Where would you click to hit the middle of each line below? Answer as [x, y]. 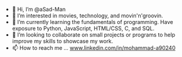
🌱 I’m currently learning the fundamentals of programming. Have [93, 22]
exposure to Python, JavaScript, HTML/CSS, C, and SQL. [83, 28]
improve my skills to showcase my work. [62, 41]
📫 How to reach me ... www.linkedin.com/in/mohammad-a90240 [94, 48]
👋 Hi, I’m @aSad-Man [39, 9]
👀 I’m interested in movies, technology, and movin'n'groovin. [87, 16]
